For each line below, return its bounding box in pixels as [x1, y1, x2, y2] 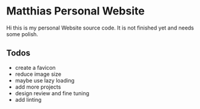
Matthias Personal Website [6, 4, 145, 18]
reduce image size [15, 70, 62, 78]
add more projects [15, 83, 61, 90]
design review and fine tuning [15, 89, 90, 97]
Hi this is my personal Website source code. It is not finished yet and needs [6, 24, 195, 31]
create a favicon [15, 64, 56, 71]
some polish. [6, 30, 38, 37]
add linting [15, 96, 42, 103]
